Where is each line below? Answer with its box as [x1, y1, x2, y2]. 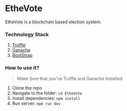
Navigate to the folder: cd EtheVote [12, 90, 83, 96]
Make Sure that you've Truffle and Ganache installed [17, 76, 123, 81]
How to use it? [5, 64, 40, 71]
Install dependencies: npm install [12, 95, 80, 101]
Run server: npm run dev [12, 100, 61, 106]
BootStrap [12, 52, 33, 58]
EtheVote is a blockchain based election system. [5, 19, 102, 25]
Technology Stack [5, 31, 49, 38]
